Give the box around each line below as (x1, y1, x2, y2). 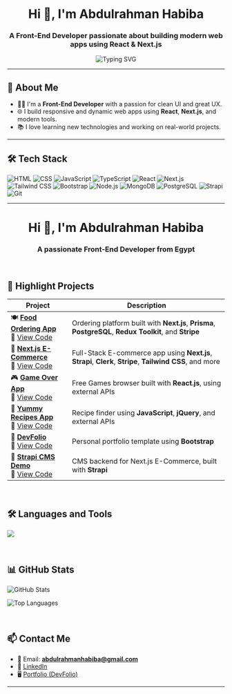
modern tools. (17, 115, 57, 124)
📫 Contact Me (7, 633, 71, 645)
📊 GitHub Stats (7, 563, 75, 575)
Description (126, 300, 167, 310)
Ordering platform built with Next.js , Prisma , (71, 318, 215, 327)
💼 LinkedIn (17, 662, 48, 671)
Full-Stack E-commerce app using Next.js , (71, 348, 213, 358)
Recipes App (10, 412, 54, 422)
